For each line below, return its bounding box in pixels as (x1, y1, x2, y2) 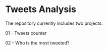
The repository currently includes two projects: (5, 20, 103, 26)
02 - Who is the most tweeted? (5, 39, 70, 46)
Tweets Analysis (5, 4, 77, 15)
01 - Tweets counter (5, 30, 47, 36)
